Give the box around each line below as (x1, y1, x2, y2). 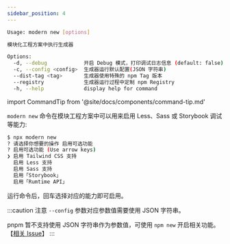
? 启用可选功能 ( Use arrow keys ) (7, 146, 97, 154)
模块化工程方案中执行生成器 (7, 41, 74, 48)
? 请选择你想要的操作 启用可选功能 (7, 140, 93, 147)
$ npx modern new (7, 134, 57, 141)
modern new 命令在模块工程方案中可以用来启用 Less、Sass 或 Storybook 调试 (7, 111, 222, 120)
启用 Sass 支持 (13, 165, 53, 172)
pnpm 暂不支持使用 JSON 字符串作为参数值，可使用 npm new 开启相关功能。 (7, 220, 220, 229)
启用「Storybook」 (13, 172, 62, 178)
